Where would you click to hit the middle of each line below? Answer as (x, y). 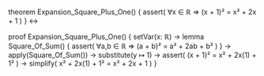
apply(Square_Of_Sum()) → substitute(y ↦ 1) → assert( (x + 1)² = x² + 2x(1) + (132, 55)
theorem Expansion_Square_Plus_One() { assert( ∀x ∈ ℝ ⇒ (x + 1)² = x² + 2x (132, 12)
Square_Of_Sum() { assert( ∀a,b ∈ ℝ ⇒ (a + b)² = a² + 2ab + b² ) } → (120, 46)
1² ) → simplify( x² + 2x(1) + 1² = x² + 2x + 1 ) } (83, 63)
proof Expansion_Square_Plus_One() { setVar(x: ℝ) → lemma (106, 36)
